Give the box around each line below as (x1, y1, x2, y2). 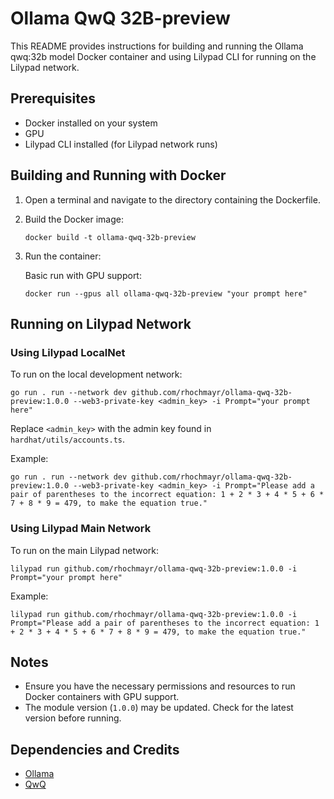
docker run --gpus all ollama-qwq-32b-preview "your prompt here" (24, 288, 308, 299)
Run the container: (24, 250, 102, 262)
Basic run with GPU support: (24, 269, 142, 281)
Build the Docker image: (24, 213, 125, 225)
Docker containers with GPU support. (24, 691, 180, 703)
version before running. (24, 712, 122, 724)
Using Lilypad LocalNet (10, 345, 126, 359)
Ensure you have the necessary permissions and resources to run (24, 680, 296, 692)
